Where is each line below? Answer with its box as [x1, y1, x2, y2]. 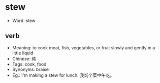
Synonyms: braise [12, 66, 49, 72]
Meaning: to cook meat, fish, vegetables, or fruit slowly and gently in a [12, 44, 155, 50]
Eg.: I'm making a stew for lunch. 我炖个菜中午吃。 [12, 72, 115, 78]
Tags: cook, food [12, 61, 47, 67]
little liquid [12, 50, 33, 56]
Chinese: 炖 [12, 56, 36, 62]
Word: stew [12, 18, 36, 23]
